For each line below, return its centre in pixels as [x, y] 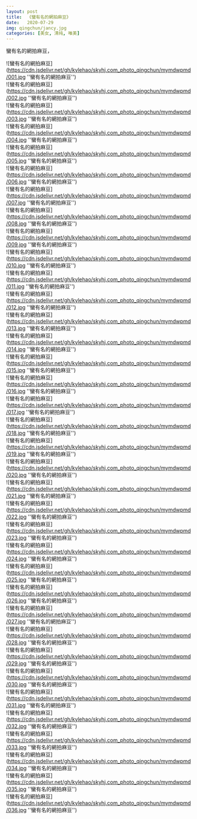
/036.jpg [16, 810]
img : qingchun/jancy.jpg [36, 28]
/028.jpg [16, 643]
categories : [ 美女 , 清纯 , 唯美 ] [43, 34]
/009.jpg [16, 245]
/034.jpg [16, 768]
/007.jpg [16, 203]
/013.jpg [16, 328]
